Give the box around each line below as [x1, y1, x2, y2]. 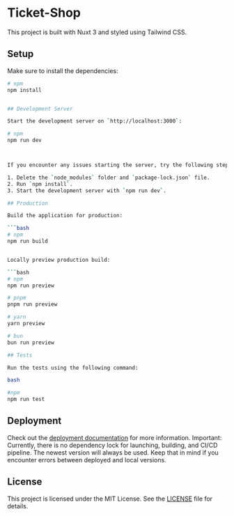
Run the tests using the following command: [7, 364, 139, 371]
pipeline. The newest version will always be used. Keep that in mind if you [7, 448, 219, 457]
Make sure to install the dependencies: [7, 66, 118, 75]
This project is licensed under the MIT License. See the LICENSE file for [7, 494, 213, 503]
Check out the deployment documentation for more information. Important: [7, 433, 222, 441]
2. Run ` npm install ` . [7, 180, 73, 187]
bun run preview [7, 339, 54, 346]
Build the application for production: [7, 212, 123, 219]
